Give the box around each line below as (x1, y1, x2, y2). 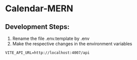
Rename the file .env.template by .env (12, 35, 90, 41)
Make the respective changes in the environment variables (12, 41, 133, 47)
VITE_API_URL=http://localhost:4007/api (5, 50, 90, 55)
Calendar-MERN (5, 3, 73, 14)
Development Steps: (5, 23, 69, 31)
